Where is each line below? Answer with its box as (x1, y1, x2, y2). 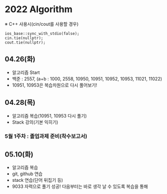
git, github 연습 (12, 171, 43, 177)
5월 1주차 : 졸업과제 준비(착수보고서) (5, 133, 88, 140)
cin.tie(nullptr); (5, 35, 43, 41)
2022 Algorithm (5, 4, 73, 15)
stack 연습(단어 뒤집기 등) (12, 177, 64, 183)
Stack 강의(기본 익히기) (12, 119, 59, 125)
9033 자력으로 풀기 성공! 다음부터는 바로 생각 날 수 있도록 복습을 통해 (12, 183, 148, 189)
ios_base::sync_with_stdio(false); (5, 31, 80, 36)
